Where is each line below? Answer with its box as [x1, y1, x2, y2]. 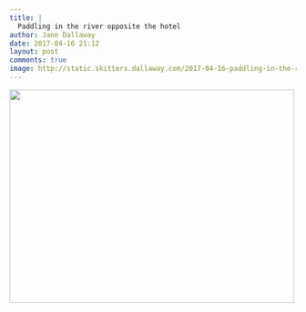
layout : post [9, 47, 59, 56]
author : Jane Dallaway [9, 30, 96, 39]
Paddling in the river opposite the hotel [17, 22, 181, 31]
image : [9, 65, 35, 74]
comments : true [9, 55, 67, 65]
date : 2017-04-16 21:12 [9, 38, 100, 48]
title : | [9, 13, 43, 23]
